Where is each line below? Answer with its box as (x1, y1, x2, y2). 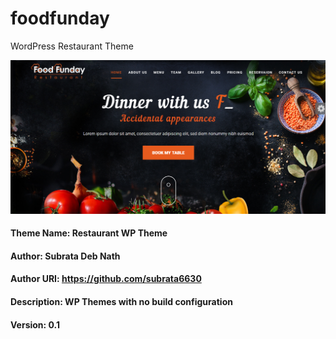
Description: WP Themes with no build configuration (10, 295, 233, 307)
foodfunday (10, 7, 110, 30)
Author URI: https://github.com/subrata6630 (10, 273, 202, 285)
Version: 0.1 (10, 318, 61, 331)
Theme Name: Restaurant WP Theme (10, 227, 168, 239)
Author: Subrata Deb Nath (10, 250, 121, 262)
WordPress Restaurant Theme (10, 40, 134, 52)
